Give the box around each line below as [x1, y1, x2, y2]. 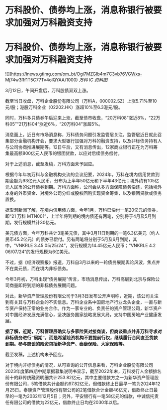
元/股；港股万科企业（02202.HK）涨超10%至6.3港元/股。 [5, 104, 123, 110]
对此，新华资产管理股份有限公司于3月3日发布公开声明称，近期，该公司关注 [5, 293, 159, 299]
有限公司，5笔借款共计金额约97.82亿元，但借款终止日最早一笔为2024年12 [9, 381, 161, 387]
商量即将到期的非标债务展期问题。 [9, 282, 80, 288]
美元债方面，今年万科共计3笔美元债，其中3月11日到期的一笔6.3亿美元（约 [5, 230, 156, 236]
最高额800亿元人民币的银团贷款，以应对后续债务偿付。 [9, 150, 123, 156]
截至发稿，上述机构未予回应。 [5, 352, 66, 358]
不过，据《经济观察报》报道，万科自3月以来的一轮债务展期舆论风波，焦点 [5, 260, 156, 266]
